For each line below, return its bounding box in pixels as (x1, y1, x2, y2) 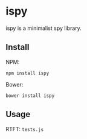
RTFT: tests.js (5, 125, 44, 132)
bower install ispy (5, 93, 55, 99)
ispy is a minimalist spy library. (5, 24, 82, 32)
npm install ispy (5, 70, 50, 76)
